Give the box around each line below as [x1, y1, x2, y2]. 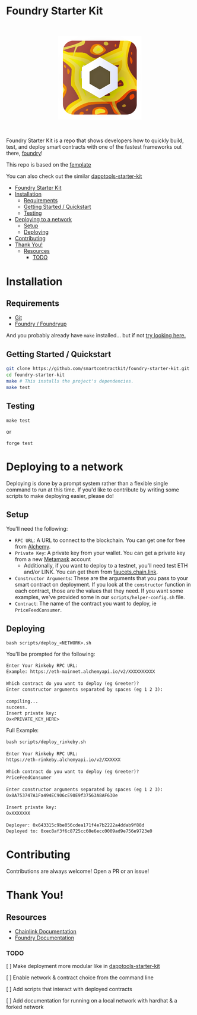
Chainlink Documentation [14, 928, 77, 935]
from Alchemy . [14, 543, 51, 550]
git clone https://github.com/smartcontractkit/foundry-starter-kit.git [6, 366, 190, 372]
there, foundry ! [6, 150, 43, 157]
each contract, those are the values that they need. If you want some [14, 587, 183, 594]
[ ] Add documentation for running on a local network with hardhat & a [6, 997, 177, 1004]
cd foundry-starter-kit [6, 372, 65, 378]
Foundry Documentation [14, 934, 74, 941]
